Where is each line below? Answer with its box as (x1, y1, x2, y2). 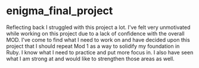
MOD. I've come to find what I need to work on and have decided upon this (6, 36, 191, 43)
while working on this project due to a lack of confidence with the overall (6, 30, 185, 37)
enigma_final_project (6, 4, 113, 18)
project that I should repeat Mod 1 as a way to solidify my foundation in (6, 43, 180, 50)
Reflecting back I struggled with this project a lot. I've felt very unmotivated (6, 24, 191, 31)
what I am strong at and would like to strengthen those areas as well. (6, 55, 175, 62)
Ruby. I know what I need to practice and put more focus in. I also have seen (6, 48, 194, 56)
